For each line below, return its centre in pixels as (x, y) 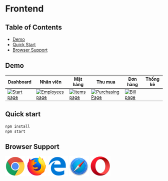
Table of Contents (34, 27)
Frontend (24, 9)
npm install (17, 126)
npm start (15, 131)
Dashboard (19, 82)
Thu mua (106, 82)
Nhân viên (50, 82)
